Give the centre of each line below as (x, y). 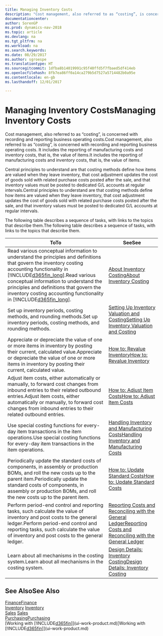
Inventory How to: (128, 355)
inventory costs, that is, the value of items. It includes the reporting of (74, 155)
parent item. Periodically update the (47, 479)
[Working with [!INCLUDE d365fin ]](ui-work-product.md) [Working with (75, 623)
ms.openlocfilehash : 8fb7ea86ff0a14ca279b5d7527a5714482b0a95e (70, 73)
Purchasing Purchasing (28, 618)
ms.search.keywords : (26, 50)
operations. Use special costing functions (54, 437)
